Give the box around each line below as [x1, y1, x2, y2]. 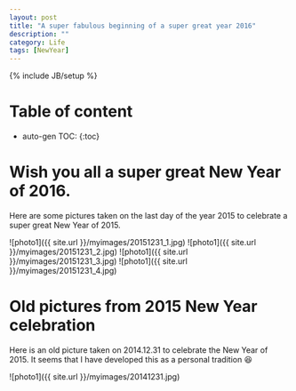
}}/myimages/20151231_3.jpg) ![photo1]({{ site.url [9, 256, 188, 267]
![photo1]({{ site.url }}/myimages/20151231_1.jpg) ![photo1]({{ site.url [9, 237, 256, 247]
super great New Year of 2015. [9, 219, 122, 230]
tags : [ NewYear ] [9, 46, 69, 55]
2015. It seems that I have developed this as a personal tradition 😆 [9, 354, 253, 364]
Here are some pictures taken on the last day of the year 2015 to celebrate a [9, 211, 288, 220]
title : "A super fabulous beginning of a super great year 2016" [9, 21, 256, 30]
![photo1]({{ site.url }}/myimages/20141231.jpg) [9, 371, 180, 382]
